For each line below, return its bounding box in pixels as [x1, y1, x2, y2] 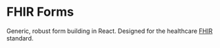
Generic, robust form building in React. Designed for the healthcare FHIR [6, 27, 213, 35]
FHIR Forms [6, 4, 74, 20]
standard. [6, 34, 34, 42]
